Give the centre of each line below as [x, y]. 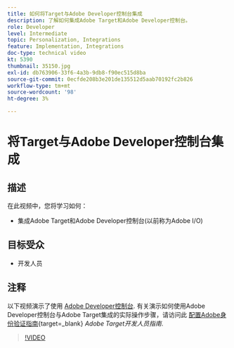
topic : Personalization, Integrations [64, 40]
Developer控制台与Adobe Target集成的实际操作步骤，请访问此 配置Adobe [114, 314]
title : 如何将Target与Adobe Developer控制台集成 [75, 14]
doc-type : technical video [47, 53]
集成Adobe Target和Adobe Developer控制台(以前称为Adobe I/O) [110, 221]
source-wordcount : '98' [42, 92]
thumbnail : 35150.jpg [39, 66]
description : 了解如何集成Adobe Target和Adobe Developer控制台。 [99, 20]
